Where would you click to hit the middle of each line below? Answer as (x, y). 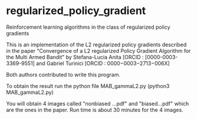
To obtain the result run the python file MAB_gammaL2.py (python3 (88, 86)
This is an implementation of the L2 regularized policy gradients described (96, 45)
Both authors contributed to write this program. (63, 74)
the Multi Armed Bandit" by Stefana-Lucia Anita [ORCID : (75, 57)
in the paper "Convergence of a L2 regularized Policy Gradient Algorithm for (98, 50)
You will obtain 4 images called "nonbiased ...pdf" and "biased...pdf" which (98, 103)
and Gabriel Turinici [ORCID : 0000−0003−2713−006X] (103, 63)
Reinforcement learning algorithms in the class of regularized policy (88, 27)
